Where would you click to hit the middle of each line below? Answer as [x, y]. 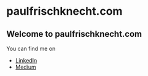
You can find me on [31, 48]
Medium [26, 67]
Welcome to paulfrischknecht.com [74, 34]
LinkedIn [26, 60]
